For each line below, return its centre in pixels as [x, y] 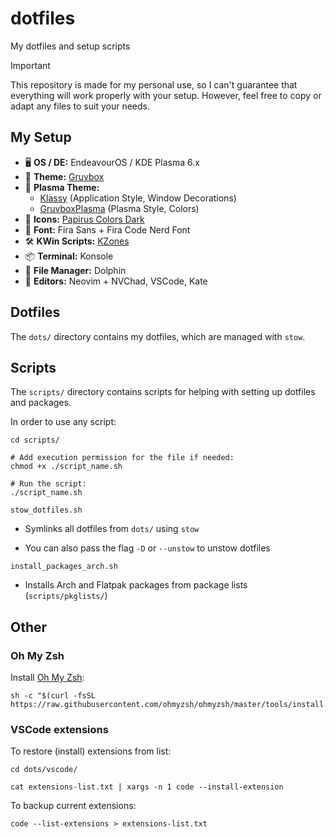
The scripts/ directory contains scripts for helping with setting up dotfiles [163, 392]
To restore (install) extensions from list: [91, 751]
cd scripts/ [35, 440]
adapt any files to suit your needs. [80, 106]
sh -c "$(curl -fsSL [53, 696]
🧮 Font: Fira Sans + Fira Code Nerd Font [107, 229]
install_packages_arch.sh [64, 567]
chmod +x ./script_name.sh [66, 467]
